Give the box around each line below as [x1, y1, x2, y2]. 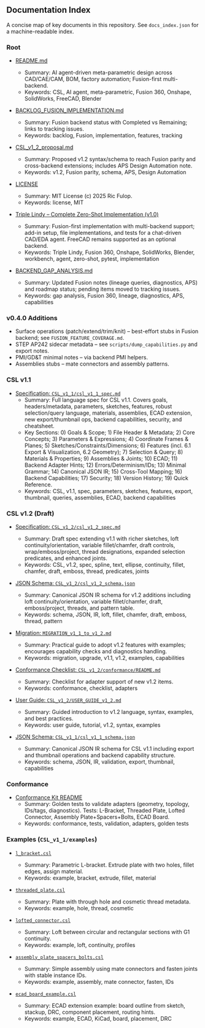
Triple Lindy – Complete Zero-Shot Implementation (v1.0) [15, 211, 159, 218]
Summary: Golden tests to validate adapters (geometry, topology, [24, 800, 190, 808]
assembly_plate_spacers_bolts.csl [15, 954, 104, 961]
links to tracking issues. [24, 125, 85, 132]
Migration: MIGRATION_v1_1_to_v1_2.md [15, 629, 112, 637]
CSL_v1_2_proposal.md [15, 144, 74, 151]
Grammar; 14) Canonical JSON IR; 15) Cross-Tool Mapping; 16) [24, 467, 183, 475]
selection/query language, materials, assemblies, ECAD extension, [24, 409, 192, 416]
